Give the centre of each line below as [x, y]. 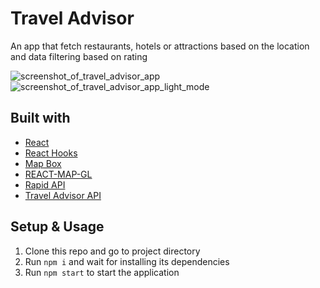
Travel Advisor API [63, 195]
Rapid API [45, 184]
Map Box [43, 163]
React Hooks [51, 153]
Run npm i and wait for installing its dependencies [127, 261]
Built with [40, 118]
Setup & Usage [57, 227]
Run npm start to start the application [102, 272]
